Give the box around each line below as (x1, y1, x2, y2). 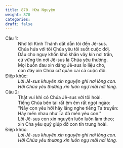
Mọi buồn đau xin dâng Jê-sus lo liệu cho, (18, 62, 106, 68)
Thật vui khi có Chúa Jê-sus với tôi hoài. (18, 94, 102, 101)
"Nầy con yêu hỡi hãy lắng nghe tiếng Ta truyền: (18, 105, 119, 111)
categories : (5, 17, 30, 22)
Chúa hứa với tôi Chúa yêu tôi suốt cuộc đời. (18, 46, 110, 52)
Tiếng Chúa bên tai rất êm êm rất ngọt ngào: (18, 100, 110, 106)
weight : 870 (5, 12, 30, 17)
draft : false (5, 21, 33, 27)
